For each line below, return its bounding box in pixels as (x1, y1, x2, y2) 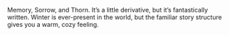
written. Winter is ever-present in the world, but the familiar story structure (7, 13, 222, 21)
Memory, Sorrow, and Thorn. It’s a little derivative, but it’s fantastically (7, 6, 209, 14)
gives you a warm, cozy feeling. (7, 21, 99, 28)
